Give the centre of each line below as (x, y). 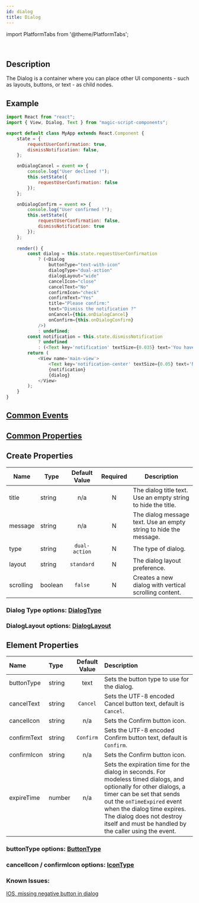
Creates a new (153, 577)
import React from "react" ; (41, 117)
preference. (149, 568)
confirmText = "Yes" (71, 298)
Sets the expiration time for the (147, 764)
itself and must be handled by (145, 824)
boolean (52, 585)
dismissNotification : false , (63, 150)
